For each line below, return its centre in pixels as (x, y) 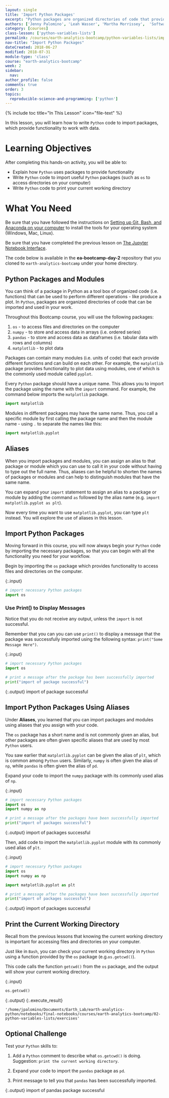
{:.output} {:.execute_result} (34, 1000)
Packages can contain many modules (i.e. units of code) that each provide (82, 358)
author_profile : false (29, 80)
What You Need (38, 208)
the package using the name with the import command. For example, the (80, 389)
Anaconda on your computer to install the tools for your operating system (81, 228)
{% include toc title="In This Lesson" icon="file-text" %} (64, 113)
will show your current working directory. (48, 972)
